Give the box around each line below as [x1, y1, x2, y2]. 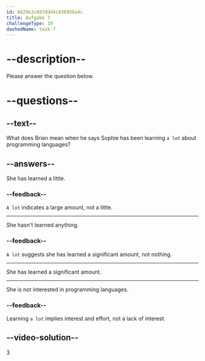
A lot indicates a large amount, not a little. [6, 204, 113, 211]
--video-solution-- [6, 332, 79, 343]
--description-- [6, 53, 87, 66]
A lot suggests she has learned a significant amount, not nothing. [6, 250, 172, 258]
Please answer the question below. [6, 73, 94, 80]
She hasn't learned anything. [6, 221, 79, 229]
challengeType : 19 [6, 20, 53, 26]
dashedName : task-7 [6, 26, 56, 32]
